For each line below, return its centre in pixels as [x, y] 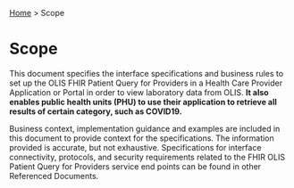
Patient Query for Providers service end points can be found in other [135, 166]
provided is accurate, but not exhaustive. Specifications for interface [135, 147]
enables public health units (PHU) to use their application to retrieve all [143, 102]
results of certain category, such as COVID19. [96, 111]
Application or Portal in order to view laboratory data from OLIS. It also [139, 92]
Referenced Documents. [54, 176]
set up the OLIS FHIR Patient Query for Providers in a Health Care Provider [146, 83]
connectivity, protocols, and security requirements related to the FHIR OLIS [147, 157]
